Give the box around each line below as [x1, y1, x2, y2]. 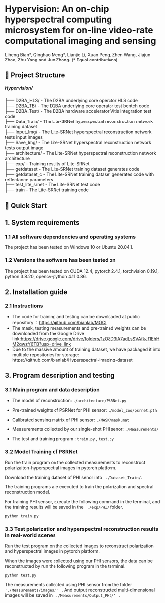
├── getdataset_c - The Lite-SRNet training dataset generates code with [5, 171, 154, 177]
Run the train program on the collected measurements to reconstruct [5, 460, 146, 466]
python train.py [5, 514, 39, 519]
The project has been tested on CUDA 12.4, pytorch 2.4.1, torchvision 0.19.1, [5, 268, 159, 274]
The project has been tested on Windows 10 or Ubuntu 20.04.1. [5, 244, 134, 250]
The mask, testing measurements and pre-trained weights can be [12, 325, 146, 331]
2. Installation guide [5, 288, 68, 296]
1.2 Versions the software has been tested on [5, 257, 116, 264]
